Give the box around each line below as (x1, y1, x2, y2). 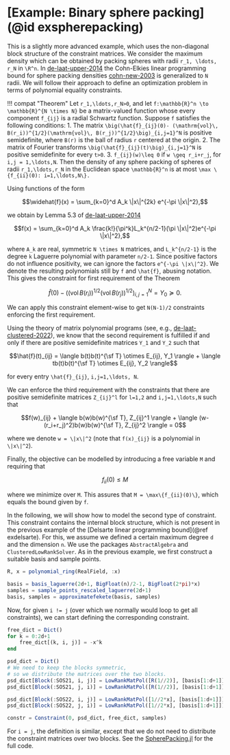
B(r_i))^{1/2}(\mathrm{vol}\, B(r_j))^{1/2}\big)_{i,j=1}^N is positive (7, 128, 212, 137)
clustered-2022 (7, 331, 51, 339)
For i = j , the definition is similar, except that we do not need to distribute (7, 727, 216, 736)
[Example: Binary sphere (7, 5, 151, 21)
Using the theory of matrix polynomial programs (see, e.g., (7, 324, 172, 333)
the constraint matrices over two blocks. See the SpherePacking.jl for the (7, 734, 214, 743)
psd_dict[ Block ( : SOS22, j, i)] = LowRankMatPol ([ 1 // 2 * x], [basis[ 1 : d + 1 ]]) (7, 702, 225, 709)
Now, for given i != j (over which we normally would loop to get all (7, 606, 199, 614)
